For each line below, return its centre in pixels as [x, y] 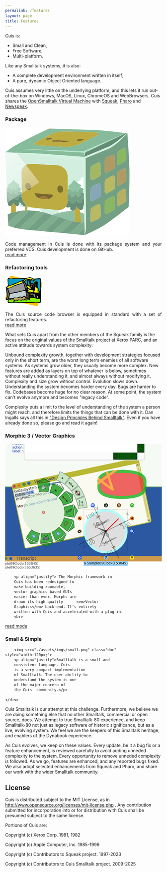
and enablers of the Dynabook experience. [49, 736]
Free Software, [28, 51]
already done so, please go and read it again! [51, 423]
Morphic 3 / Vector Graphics [40, 436]
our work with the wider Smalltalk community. [52, 772]
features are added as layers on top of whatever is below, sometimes [76, 371]
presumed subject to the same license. [45, 816]
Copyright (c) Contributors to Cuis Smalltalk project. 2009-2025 [71, 864]
